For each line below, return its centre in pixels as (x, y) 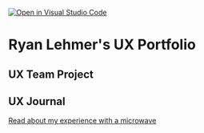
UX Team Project (51, 74)
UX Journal (37, 101)
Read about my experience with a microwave (82, 121)
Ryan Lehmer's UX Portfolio (102, 45)
